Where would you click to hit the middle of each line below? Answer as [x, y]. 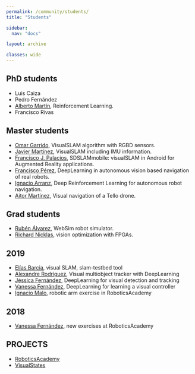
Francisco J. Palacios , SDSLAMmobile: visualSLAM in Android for [95, 157]
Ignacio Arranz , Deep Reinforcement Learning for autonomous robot [98, 183]
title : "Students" [29, 17]
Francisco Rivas [34, 112]
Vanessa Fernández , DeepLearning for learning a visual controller [95, 287]
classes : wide [24, 55]
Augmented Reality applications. [54, 164]
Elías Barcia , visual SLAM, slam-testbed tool [69, 268]
